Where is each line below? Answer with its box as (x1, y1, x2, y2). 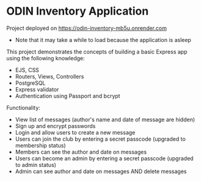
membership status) (15, 141, 66, 149)
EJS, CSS (15, 66, 40, 74)
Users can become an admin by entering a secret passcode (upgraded (15, 154, 194, 162)
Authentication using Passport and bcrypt (15, 92, 120, 99)
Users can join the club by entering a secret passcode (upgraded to (15, 135, 186, 143)
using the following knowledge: (6, 54, 86, 62)
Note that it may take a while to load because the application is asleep (15, 36, 191, 43)
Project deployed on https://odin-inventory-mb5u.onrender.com (6, 24, 167, 32)
